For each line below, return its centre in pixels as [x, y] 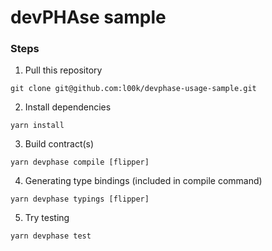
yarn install [37, 126]
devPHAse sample [88, 17]
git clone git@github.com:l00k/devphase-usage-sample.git [133, 89]
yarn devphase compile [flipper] [80, 162]
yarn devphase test [51, 236]
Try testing [47, 218]
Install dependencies [68, 107]
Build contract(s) [59, 144]
